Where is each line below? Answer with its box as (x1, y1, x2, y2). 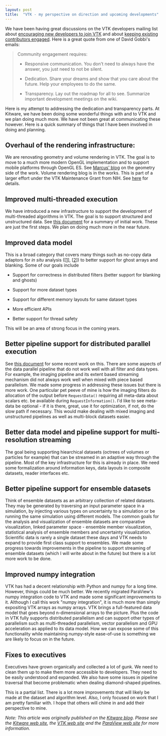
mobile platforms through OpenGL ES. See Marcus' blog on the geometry (5, 165, 155, 171)
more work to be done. (5, 555, 52, 562)
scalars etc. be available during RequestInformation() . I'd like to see (5, 397, 145, 403)
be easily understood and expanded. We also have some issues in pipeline (5, 674, 158, 680)
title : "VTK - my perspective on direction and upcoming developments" (5, 12, 159, 17)
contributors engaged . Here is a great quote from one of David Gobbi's (5, 36, 151, 42)
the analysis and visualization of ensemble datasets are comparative (5, 519, 145, 525)
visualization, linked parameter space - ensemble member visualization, (5, 524, 153, 530)
